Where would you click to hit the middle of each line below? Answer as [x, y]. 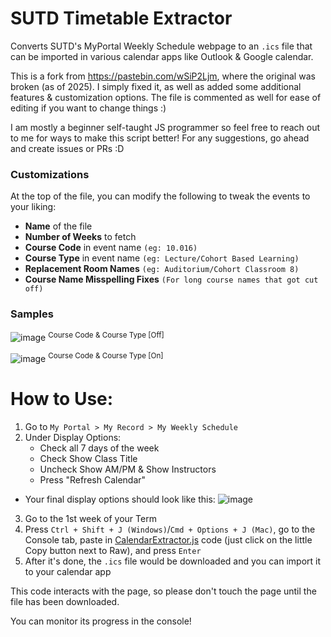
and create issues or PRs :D [67, 148]
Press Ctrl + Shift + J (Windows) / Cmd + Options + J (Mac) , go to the [170, 529]
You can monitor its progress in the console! [101, 621]
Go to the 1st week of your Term [90, 518]
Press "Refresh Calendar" [93, 479]
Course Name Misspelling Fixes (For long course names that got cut [171, 279]
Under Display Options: [73, 437]
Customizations [50, 174]
